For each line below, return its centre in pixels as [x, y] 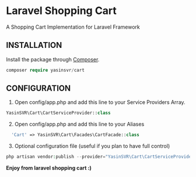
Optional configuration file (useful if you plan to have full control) [92, 146]
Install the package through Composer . [53, 59]
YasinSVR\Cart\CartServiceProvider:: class [58, 113]
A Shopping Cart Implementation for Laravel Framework [73, 27]
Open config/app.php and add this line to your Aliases [79, 124]
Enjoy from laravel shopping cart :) [49, 168]
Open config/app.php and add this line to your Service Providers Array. [100, 102]
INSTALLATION [34, 45]
